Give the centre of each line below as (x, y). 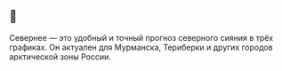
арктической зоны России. (60, 56)
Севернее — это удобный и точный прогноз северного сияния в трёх (141, 37)
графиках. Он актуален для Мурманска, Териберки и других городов (141, 47)
